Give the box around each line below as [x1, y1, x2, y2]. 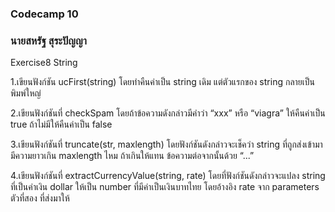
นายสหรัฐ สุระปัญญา [10, 33, 87, 47]
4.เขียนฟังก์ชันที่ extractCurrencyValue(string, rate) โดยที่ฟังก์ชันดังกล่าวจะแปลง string [10, 170, 326, 182]
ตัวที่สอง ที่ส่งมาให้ [10, 192, 70, 204]
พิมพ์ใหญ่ [10, 87, 42, 99]
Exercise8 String [10, 57, 78, 69]
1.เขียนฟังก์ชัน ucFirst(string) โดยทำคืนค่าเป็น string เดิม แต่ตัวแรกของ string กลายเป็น [10, 76, 315, 88]
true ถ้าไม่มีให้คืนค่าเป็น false [10, 118, 113, 131]
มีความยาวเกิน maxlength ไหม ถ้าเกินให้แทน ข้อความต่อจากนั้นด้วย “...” [10, 150, 255, 162]
